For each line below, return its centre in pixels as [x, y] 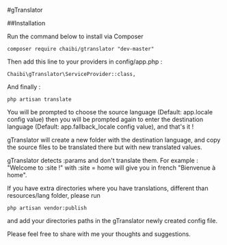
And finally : [24, 87]
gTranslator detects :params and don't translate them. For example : [103, 160]
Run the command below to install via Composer [75, 36]
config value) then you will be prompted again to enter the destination [105, 119]
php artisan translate [39, 99]
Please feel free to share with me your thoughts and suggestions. [99, 234]
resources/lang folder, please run [54, 195]
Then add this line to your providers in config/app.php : [85, 62]
